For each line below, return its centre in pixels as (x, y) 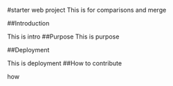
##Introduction (28, 23)
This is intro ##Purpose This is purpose (63, 36)
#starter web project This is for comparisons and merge (87, 10)
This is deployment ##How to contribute (65, 63)
